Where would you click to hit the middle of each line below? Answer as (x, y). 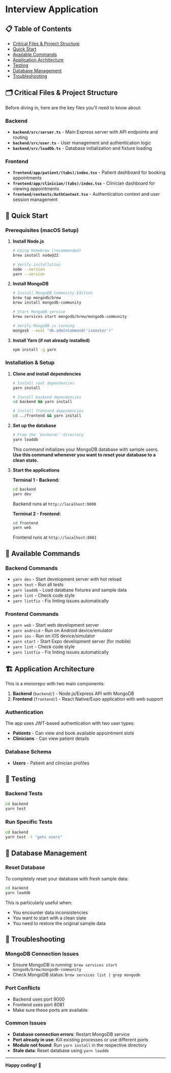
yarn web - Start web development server (56, 625)
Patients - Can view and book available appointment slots (73, 733)
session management (35, 199)
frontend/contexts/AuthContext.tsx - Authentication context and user (86, 194)
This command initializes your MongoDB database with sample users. (85, 449)
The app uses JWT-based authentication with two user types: (70, 723)
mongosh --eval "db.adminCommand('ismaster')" (63, 330)
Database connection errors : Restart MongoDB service (71, 1034)
